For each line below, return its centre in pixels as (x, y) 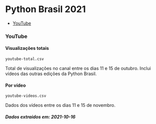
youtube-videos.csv (26, 96)
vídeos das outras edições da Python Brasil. (51, 74)
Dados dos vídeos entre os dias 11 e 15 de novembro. (60, 105)
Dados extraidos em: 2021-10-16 (41, 116)
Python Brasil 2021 (46, 9)
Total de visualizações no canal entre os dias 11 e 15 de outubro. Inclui (78, 69)
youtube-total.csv (25, 59)
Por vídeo (16, 85)
